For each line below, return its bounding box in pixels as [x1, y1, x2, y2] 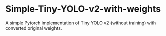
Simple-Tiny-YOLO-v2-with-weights [5, 3, 161, 15]
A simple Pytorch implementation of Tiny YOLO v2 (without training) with [5, 20, 156, 26]
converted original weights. [5, 25, 62, 31]
